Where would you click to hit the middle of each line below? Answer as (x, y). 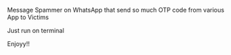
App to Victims (28, 17)
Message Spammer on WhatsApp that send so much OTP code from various (116, 10)
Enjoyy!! (18, 44)
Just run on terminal (36, 31)
